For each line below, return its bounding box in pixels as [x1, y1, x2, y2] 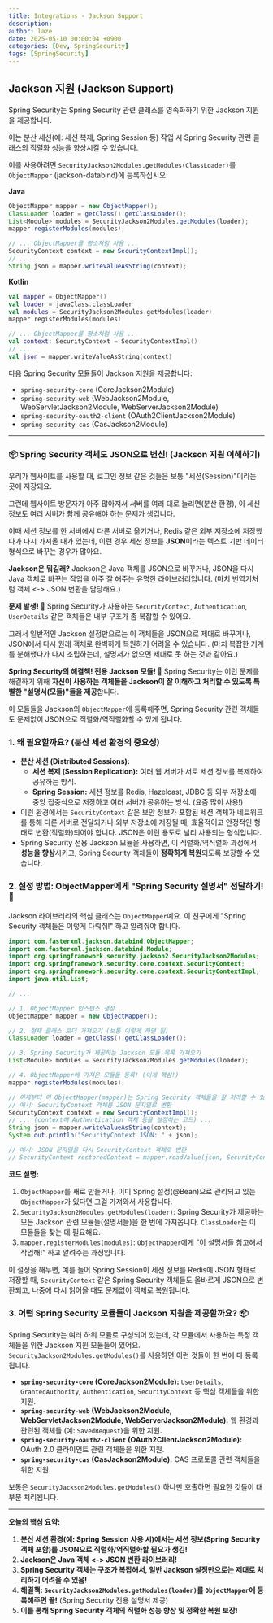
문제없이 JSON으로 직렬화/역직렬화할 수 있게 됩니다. [16, 714, 183, 724]
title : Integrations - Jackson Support [8, 11, 144, 20]
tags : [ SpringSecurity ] [8, 50, 89, 58]
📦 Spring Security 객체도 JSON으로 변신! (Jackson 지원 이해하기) [8, 448, 261, 460]
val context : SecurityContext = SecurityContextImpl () [8, 338, 198, 346]
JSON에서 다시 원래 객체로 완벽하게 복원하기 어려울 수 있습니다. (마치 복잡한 [8, 639, 249, 649]
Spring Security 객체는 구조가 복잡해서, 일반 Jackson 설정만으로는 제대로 [19, 1565, 256, 1575]
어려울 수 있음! [41, 1575, 88, 1585]
